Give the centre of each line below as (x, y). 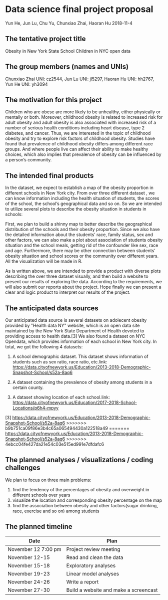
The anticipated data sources (52, 308)
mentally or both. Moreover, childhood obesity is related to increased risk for (84, 117)
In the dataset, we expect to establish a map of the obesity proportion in (79, 188)
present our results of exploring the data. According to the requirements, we (84, 282)
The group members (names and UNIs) (67, 67)
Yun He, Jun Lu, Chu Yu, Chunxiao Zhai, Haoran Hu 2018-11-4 (69, 23)
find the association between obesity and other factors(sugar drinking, (85, 505)
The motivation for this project (53, 99)
